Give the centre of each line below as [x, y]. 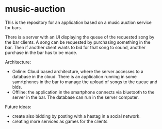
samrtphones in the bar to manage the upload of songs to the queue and [85, 82]
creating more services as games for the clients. [60, 121]
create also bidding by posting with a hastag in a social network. [76, 116]
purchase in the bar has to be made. [41, 53]
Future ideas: [18, 107]
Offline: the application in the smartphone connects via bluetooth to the [83, 92]
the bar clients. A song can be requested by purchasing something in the [78, 42]
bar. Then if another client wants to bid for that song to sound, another [75, 47]
